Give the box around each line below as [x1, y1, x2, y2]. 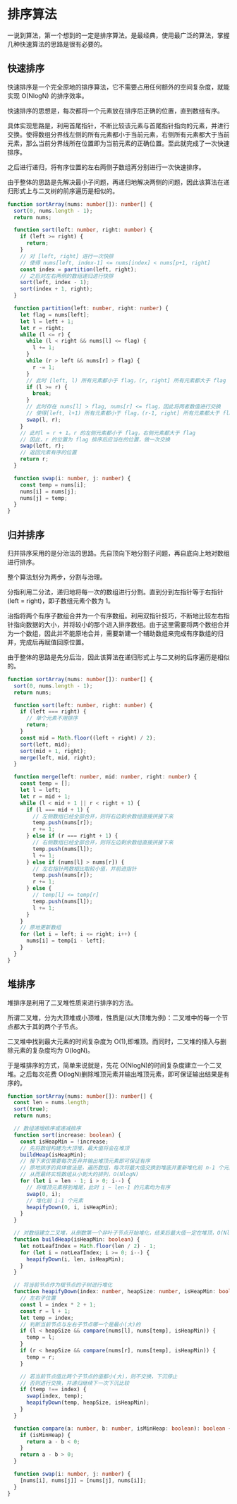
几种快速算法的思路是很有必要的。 [7, 39, 107, 48]
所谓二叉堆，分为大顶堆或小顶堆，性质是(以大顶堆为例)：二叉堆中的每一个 [7, 1013, 222, 1022]
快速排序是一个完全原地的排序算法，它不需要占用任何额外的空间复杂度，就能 [7, 82, 230, 91]
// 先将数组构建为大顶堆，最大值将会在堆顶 [20, 1144, 130, 1151]
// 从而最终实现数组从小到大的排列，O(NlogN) [20, 1171, 139, 1178]
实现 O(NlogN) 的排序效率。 [7, 91, 88, 99]
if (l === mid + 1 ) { [25, 806, 90, 813]
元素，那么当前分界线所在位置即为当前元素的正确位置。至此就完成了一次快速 [7, 139, 230, 147]
